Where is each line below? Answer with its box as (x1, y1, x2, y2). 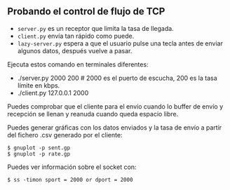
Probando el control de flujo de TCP (7, 6, 165, 18)
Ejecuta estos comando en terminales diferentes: (7, 60, 149, 69)
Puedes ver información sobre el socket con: (7, 163, 137, 171)
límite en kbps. (17, 81, 60, 90)
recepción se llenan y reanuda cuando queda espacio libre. (7, 109, 179, 118)
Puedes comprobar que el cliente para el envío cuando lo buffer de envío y (7, 102, 224, 111)
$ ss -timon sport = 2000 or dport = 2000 (7, 176, 133, 183)
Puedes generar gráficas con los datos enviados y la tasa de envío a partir (7, 123, 222, 132)
